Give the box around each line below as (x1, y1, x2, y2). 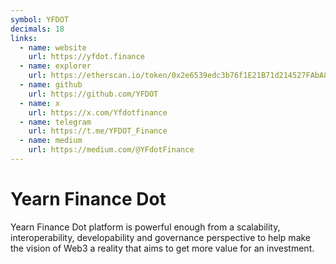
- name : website (19, 42, 87, 53)
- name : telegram (19, 117, 92, 127)
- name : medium (19, 136, 83, 146)
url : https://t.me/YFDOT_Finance (28, 126, 168, 136)
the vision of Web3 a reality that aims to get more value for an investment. (10, 242, 315, 254)
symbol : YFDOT (10, 14, 70, 25)
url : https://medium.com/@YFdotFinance (28, 145, 195, 155)
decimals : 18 (10, 24, 65, 34)
